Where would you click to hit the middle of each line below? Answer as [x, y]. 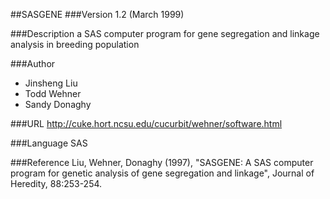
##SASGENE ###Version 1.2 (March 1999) [97, 14]
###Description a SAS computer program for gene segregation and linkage [165, 33]
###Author [33, 63]
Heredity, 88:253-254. [56, 183]
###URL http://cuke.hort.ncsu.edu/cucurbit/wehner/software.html [146, 123]
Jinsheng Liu [51, 83]
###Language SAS [49, 143]
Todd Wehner [53, 93]
